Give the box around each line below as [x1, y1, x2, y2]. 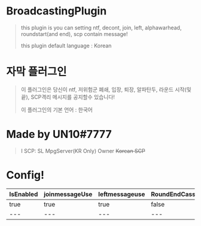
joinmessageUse [44, 190, 93, 198]
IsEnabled [9, 190, 38, 198]
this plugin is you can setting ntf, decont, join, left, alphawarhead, [20, 24, 182, 31]
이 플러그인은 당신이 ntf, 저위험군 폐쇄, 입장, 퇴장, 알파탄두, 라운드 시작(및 [20, 86, 191, 93]
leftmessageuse [98, 190, 145, 198]
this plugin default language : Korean [20, 42, 112, 49]
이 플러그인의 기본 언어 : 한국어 [20, 106, 93, 113]
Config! [6, 168, 45, 182]
